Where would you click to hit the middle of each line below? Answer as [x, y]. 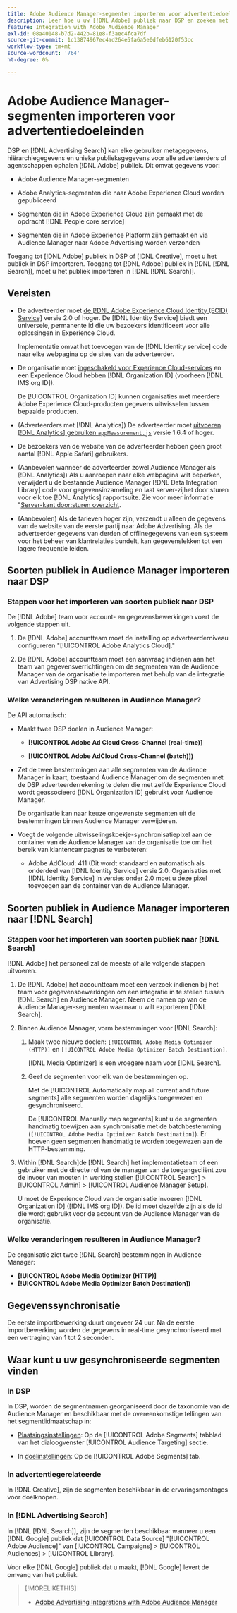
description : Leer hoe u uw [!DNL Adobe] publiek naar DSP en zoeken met [118, 20]
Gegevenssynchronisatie [64, 1305]
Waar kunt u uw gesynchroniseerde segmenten [114, 1359]
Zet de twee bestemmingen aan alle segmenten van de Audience [112, 770]
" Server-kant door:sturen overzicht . [69, 504]
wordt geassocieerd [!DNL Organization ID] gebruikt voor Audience [115, 792]
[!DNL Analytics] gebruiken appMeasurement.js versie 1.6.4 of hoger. [116, 432]
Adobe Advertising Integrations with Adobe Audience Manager [126, 1602]
